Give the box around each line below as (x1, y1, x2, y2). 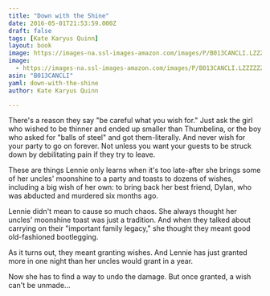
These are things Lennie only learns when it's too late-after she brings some (8, 166, 261, 175)
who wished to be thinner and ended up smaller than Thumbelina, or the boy (8, 124, 262, 134)
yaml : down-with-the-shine (8, 79, 99, 87)
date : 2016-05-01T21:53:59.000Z (8, 19, 117, 27)
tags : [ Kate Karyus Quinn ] (8, 34, 99, 43)
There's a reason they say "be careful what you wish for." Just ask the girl (8, 116, 253, 125)
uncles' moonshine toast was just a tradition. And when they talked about (8, 215, 252, 225)
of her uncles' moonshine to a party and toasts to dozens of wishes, (8, 174, 234, 183)
